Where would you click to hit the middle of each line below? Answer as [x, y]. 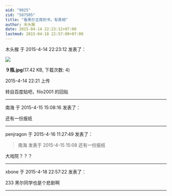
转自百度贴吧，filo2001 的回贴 [37, 92]
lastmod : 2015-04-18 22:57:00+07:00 [44, 34]
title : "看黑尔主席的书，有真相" [37, 20]
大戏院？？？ [19, 156]
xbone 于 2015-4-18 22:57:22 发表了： [46, 172]
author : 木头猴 [20, 24]
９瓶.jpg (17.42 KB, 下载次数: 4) [38, 70]
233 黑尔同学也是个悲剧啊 [33, 183]
